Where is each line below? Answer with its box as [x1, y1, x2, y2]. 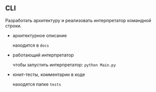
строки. [5, 23, 22, 29]
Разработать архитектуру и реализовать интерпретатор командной [5, 17, 151, 23]
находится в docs [12, 42, 49, 48]
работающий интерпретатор [12, 52, 74, 58]
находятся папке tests [12, 81, 61, 87]
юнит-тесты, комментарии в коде [12, 71, 86, 77]
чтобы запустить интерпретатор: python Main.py [12, 61, 116, 67]
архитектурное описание [12, 32, 67, 38]
